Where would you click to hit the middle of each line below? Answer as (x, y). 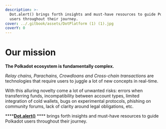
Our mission (30, 53)
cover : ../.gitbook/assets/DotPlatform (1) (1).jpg (59, 23)
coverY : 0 (15, 28)
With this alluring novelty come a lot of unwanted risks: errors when (74, 91)
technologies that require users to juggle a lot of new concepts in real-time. (82, 81)
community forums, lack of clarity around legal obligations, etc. (69, 106)
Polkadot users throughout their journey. (46, 121)
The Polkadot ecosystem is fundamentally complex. (60, 66)
